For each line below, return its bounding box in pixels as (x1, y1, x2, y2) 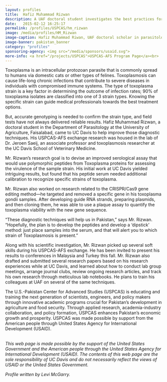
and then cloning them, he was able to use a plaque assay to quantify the (5, 202, 155, 208)
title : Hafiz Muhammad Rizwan (5, 12, 70, 17)
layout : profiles (5, 7, 41, 12)
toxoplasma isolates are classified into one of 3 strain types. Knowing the (5, 94, 155, 99)
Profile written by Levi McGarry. (5, 372, 71, 378)
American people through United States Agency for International (5, 320, 137, 326)
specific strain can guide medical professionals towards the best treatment (5, 99, 158, 105)
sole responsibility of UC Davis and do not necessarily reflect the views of (5, 357, 158, 363)
